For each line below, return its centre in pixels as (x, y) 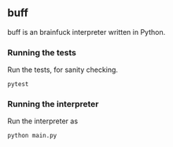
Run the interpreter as (43, 121)
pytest (18, 85)
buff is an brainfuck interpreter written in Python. (86, 32)
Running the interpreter (53, 104)
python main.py (32, 136)
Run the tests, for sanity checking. (63, 70)
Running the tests (42, 52)
